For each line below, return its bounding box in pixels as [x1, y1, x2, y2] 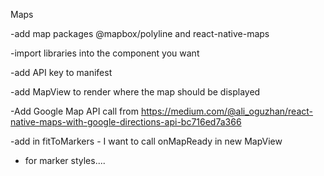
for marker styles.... [24, 155, 106, 166]
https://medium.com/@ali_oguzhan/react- [140, 105, 314, 117]
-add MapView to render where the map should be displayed [10, 86, 261, 98]
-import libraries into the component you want [10, 47, 200, 59]
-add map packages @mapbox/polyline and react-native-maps [10, 28, 270, 39]
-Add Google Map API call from [10, 105, 139, 117]
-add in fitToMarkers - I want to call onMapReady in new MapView [10, 135, 283, 147]
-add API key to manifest [10, 67, 113, 78]
